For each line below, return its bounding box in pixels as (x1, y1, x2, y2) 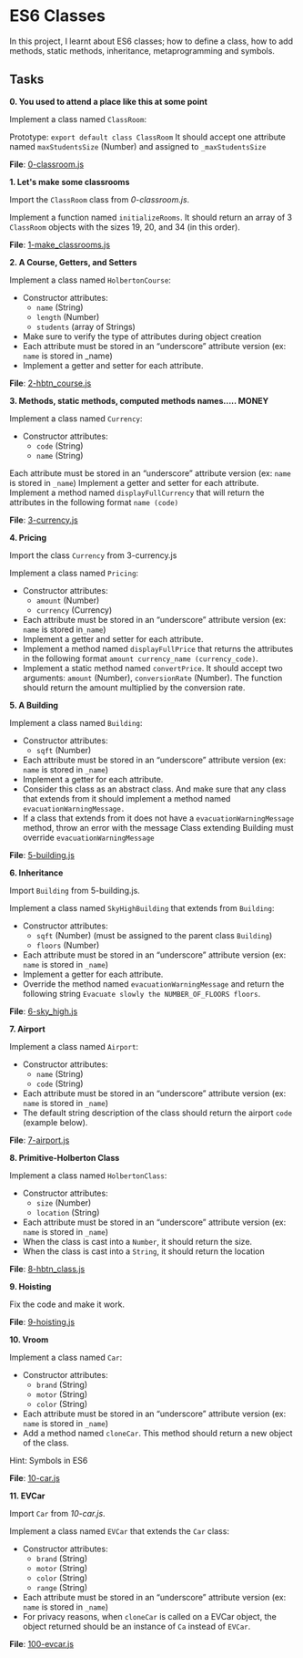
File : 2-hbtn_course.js (9, 378, 92, 389)
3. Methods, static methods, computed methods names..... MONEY (9, 395, 269, 406)
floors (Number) (35, 939, 100, 950)
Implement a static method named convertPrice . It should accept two (22, 662, 284, 673)
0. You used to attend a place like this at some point (9, 96, 207, 107)
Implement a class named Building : (9, 717, 143, 728)
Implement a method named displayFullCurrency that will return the (9, 487, 265, 498)
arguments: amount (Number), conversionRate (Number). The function (22, 672, 283, 683)
